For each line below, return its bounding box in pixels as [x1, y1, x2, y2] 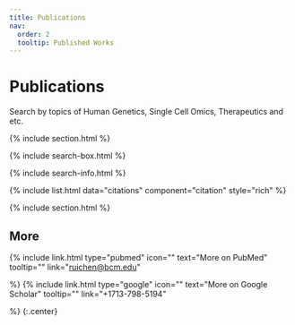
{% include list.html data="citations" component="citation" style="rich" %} [9, 185, 287, 196]
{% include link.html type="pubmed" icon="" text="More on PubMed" [9, 252, 268, 262]
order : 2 [17, 30, 50, 38]
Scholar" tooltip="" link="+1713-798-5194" [9, 288, 167, 299]
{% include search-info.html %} [9, 167, 126, 179]
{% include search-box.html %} [9, 150, 126, 161]
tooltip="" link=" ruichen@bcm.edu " [9, 261, 141, 272]
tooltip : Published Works [17, 38, 115, 47]
